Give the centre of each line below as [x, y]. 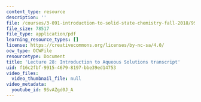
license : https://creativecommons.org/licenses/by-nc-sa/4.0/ [85, 46]
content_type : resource [36, 12]
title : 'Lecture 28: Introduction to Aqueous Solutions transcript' [93, 62]
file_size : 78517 [28, 28]
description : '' [26, 17]
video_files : [22, 73]
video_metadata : [26, 85]
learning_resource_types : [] [42, 40]
